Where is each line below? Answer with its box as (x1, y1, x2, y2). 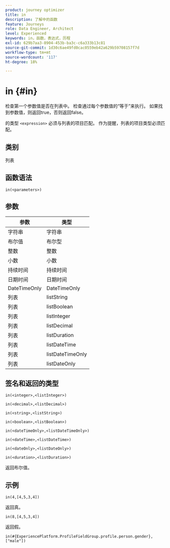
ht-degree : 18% (5, 59, 38, 64)
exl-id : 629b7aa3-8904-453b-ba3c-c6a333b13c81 (5, 41, 106, 46)
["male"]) (5, 538, 26, 543)
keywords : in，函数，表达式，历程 (5, 36, 71, 41)
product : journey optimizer (5, 7, 65, 13)
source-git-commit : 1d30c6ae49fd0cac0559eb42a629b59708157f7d (5, 45, 140, 50)
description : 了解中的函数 (5, 17, 58, 22)
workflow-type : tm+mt (5, 50, 51, 55)
